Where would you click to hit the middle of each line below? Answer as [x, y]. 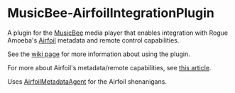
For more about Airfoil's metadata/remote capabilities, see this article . [109, 67]
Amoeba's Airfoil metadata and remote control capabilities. [93, 40]
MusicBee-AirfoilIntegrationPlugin [111, 13]
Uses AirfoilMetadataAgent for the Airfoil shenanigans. [87, 81]
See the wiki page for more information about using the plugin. [99, 54]
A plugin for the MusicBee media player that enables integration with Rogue [118, 33]
